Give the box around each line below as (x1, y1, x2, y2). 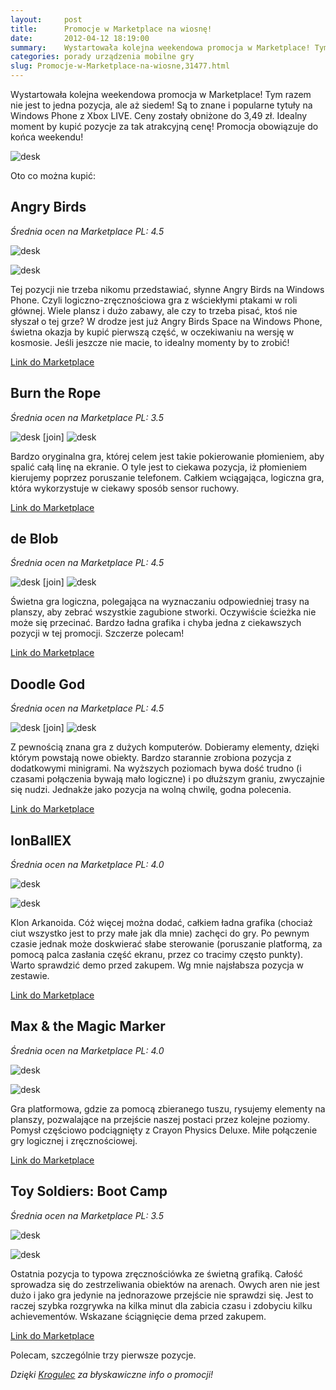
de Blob (10, 531, 59, 548)
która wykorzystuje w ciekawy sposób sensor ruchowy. (10, 482, 240, 494)
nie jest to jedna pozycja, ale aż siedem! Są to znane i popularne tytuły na (10, 99, 313, 111)
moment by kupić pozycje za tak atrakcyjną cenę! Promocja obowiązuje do (10, 121, 319, 132)
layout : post (10, 14, 83, 25)
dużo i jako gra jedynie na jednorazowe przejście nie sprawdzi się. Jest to (10, 1289, 314, 1301)
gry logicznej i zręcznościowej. (10, 1134, 138, 1146)
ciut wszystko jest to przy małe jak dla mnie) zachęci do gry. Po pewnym (10, 927, 310, 940)
